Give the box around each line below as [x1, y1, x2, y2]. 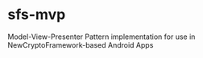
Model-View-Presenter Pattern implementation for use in [7, 32, 196, 41]
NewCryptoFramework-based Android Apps [7, 40, 154, 49]
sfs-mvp [7, 6, 66, 24]
